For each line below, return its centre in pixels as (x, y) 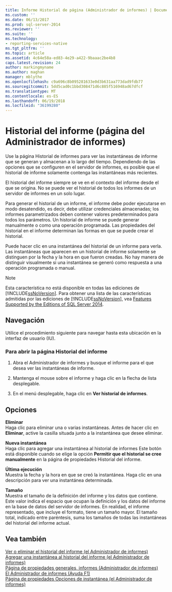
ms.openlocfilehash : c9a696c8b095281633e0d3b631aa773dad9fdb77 (74, 82)
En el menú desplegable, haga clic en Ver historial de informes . (80, 394)
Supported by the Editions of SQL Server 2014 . (55, 304)
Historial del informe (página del (75, 131)
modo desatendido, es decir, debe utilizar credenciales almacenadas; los (82, 209)
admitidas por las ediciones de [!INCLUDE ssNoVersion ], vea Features (79, 299)
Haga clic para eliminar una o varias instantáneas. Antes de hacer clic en (82, 428)
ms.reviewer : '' (23, 29)
